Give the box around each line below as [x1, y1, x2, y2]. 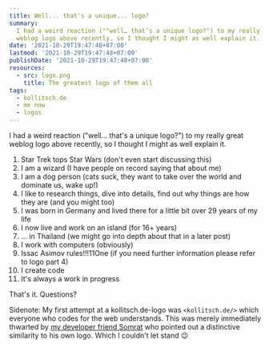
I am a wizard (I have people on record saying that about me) [20, 164, 223, 172]
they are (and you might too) [20, 197, 115, 207]
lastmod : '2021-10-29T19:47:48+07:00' [9, 49, 139, 57]
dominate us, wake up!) [20, 180, 98, 189]
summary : [9, 19, 38, 27]
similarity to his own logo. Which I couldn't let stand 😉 [9, 330, 189, 340]
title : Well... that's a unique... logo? [9, 11, 150, 20]
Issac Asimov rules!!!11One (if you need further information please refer [20, 249, 255, 257]
